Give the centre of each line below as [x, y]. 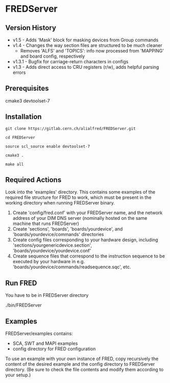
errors [19, 72]
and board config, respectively [53, 56]
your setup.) [18, 375]
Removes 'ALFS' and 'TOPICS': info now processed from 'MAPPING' [92, 51]
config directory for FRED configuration [54, 349]
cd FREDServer [20, 137]
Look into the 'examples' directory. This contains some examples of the [80, 192]
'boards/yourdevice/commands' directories [58, 235]
